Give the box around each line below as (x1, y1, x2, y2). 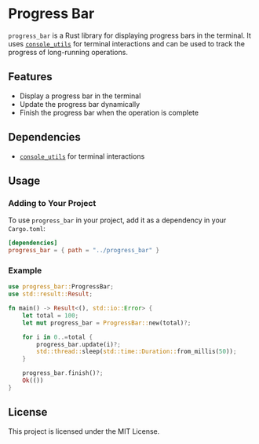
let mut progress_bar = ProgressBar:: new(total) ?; (22, 319, 192, 327)
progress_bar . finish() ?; (22, 369, 104, 377)
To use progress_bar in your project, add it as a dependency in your (8, 215, 227, 225)
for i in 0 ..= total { (22, 333, 93, 341)
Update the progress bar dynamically (19, 99, 140, 108)
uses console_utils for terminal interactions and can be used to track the (8, 39, 246, 48)
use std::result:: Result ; (8, 290, 93, 299)
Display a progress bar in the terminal (19, 91, 141, 101)
